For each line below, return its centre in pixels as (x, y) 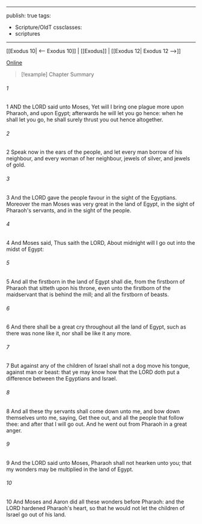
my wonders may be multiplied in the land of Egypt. (70, 469)
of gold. (16, 165)
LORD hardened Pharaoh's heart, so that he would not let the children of (96, 508)
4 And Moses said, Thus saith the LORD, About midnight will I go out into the (101, 242)
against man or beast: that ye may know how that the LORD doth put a (93, 372)
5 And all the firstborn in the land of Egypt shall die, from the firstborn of (96, 282)
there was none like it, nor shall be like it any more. (69, 333)
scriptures (28, 33)
